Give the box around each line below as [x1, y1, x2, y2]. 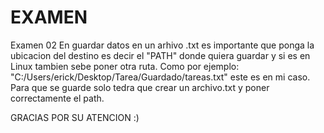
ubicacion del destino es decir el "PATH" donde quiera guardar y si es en [10, 49, 311, 61]
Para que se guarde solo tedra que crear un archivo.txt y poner [10, 81, 270, 93]
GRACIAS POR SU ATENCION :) [10, 111, 140, 123]
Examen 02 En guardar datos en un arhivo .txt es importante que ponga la [10, 39, 315, 51]
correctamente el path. [10, 92, 105, 104]
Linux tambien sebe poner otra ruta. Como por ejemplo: [10, 60, 240, 72]
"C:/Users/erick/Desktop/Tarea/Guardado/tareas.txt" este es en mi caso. [10, 71, 311, 83]
